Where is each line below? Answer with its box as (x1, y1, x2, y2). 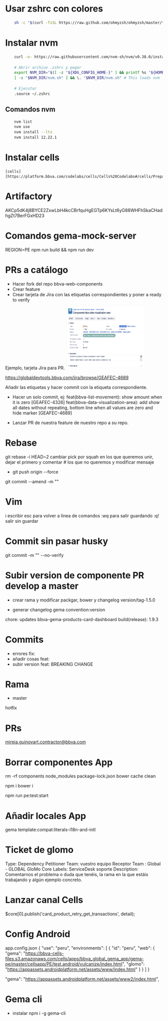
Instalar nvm (5, 37, 58, 48)
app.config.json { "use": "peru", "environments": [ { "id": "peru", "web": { (5, 945, 155, 951)
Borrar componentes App (5, 756, 113, 768)
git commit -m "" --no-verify (5, 552, 64, 558)
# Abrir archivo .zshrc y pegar (14, 65, 81, 70)
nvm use (14, 124, 30, 129)
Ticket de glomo (5, 844, 74, 856)
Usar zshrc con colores (5, 3, 103, 15)
